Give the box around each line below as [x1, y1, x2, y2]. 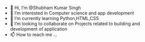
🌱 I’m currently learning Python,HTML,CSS [10, 15, 99, 21]
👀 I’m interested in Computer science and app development [10, 10, 134, 16]
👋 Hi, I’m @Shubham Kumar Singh [10, 5, 81, 10]
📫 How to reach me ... [10, 31, 57, 37]
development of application [10, 26, 67, 32]
